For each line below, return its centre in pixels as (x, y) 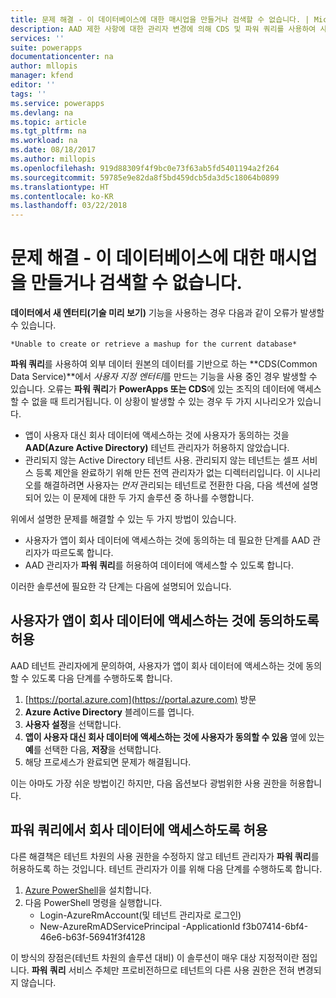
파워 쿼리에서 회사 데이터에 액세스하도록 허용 (139, 830)
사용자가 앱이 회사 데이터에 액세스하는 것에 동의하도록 (165, 621)
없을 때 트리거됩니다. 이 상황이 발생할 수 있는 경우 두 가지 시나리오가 (163, 402)
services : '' (37, 38)
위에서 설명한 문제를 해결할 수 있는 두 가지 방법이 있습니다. (123, 519)
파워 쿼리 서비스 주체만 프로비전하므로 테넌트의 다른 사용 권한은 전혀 (163, 970)
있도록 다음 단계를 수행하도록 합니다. (102, 678)
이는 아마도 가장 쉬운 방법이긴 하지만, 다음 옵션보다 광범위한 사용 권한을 (149, 783)
